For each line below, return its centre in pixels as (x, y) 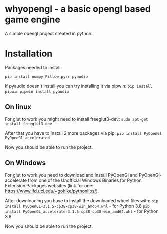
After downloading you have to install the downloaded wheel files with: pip (82, 200)
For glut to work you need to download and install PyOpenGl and (72, 175)
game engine (33, 20)
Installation (29, 54)
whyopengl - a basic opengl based (78, 9)
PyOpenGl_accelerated (28, 138)
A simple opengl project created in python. (49, 33)
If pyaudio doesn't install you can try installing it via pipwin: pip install (79, 86)
